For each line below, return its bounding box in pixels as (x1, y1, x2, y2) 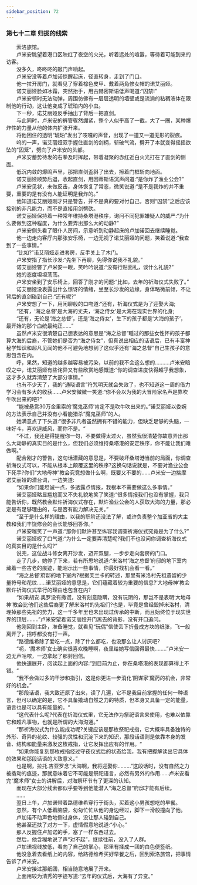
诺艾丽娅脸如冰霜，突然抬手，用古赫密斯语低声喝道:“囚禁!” (16, 87, 157, 94)
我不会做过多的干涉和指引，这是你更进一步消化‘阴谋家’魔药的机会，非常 (18, 674, 191, 681)
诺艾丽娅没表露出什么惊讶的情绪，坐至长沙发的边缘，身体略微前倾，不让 (16, 285, 191, 292)
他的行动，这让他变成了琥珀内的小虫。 (11, 102, 104, 109)
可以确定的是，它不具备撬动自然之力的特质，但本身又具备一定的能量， (21, 696, 191, 703)
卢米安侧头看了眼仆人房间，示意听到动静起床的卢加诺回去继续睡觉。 (16, 227, 181, 234)
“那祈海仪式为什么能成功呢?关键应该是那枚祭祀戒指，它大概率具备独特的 (16, 725, 191, 732)
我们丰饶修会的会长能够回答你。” (16, 520, 94, 527)
